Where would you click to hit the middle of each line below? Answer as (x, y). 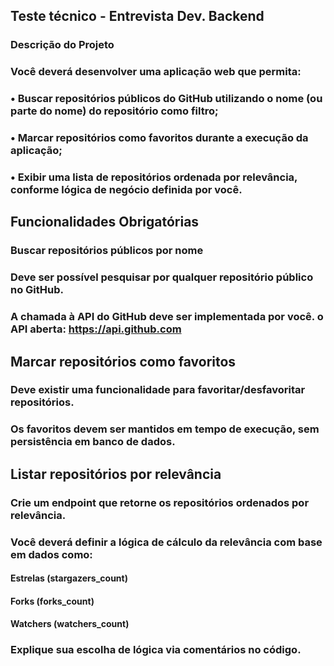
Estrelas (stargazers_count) (69, 578)
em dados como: (51, 554)
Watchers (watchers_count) (70, 624)
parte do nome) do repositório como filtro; (114, 111)
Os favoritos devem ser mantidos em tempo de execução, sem (165, 429)
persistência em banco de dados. (93, 442)
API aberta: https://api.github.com (96, 329)
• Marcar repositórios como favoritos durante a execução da (159, 138)
